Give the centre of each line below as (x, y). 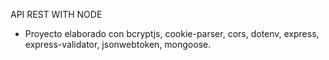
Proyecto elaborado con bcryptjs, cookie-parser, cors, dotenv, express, (172, 33)
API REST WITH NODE (56, 14)
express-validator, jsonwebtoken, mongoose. (118, 44)
